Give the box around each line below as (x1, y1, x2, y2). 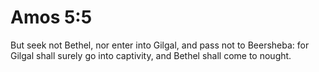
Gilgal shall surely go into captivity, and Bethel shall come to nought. (10, 49, 292, 61)
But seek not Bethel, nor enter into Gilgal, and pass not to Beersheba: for (10, 39, 310, 51)
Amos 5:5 (10, 6, 93, 29)
